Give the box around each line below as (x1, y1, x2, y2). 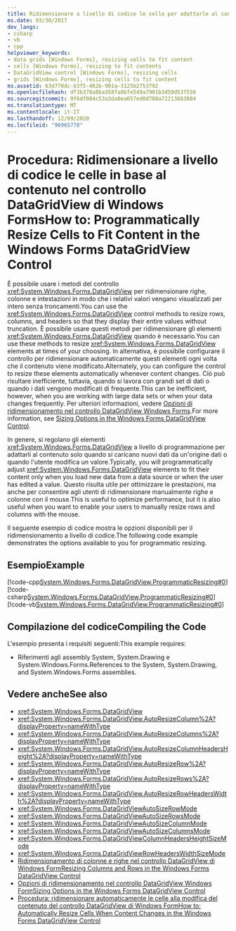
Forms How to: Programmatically (7, 212, 200, 227)
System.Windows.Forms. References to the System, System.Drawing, (17, 661, 218, 669)
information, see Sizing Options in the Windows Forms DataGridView (7, 414, 206, 423)
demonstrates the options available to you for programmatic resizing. (7, 539, 207, 547)
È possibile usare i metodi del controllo (7, 279, 119, 289)
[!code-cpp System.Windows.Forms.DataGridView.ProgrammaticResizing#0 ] (7, 578, 228, 586)
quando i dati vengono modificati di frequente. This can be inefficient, (7, 384, 207, 393)
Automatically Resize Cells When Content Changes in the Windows (17, 908, 212, 917)
